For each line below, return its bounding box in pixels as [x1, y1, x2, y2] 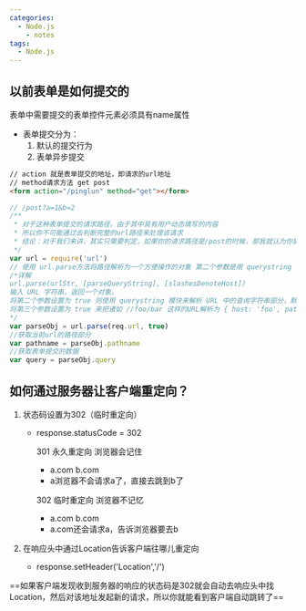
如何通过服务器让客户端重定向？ [9, 383, 189, 399]
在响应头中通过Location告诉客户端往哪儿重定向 [22, 544, 199, 554]
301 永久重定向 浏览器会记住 [36, 446, 143, 457]
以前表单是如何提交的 [9, 83, 129, 98]
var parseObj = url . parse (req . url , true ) [9, 321, 169, 331]
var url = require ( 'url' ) [9, 254, 107, 263]
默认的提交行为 [36, 140, 93, 150]
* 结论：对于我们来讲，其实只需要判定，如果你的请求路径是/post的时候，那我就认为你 [13, 237, 293, 246]
